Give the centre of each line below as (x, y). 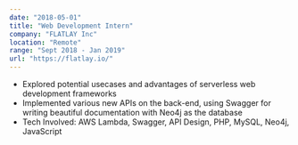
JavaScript (42, 131)
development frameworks (70, 93)
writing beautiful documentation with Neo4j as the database (132, 113)
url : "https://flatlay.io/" (62, 59)
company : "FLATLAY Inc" (54, 34)
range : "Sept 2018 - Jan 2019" (67, 51)
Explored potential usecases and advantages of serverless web (139, 84)
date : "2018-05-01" (46, 17)
